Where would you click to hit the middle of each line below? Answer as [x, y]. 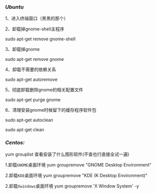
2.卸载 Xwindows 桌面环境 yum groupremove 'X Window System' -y [72, 186]
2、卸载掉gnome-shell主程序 [35, 29]
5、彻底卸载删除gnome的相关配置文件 [44, 90]
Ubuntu [14, 7]
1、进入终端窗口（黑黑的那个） [37, 18]
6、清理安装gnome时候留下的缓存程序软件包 [51, 110]
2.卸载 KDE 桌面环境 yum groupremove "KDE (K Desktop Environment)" [77, 175]
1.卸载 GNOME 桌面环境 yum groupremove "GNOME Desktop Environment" [78, 165]
